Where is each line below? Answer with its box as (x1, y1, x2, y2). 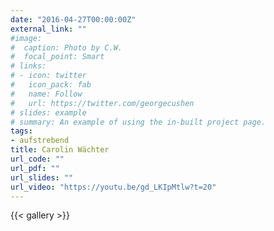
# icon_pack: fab (10, 80, 92, 90)
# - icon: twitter (10, 71, 87, 81)
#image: (10, 33, 43, 43)
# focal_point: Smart (10, 52, 105, 62)
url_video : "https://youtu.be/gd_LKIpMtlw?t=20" (10, 182, 217, 192)
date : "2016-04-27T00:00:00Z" (10, 14, 137, 25)
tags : (10, 126, 33, 136)
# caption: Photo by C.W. (10, 42, 123, 53)
